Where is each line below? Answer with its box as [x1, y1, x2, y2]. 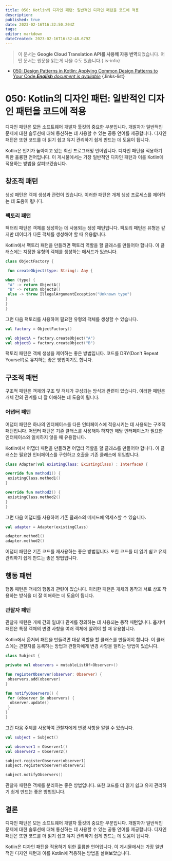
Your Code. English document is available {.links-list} [12, 73, 125, 79]
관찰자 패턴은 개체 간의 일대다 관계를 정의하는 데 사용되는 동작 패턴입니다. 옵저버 [5, 619, 166, 625]
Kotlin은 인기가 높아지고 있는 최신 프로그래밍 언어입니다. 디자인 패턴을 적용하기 [5, 147, 163, 153]
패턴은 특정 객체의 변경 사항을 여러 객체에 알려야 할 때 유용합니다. [5, 626, 136, 632]
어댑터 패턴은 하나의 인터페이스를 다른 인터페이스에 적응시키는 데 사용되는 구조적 [5, 421, 166, 427]
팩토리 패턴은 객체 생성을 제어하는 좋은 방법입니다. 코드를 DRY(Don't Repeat [5, 350, 159, 357]
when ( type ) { [5, 277, 36, 283]
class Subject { [5, 653, 40, 659]
